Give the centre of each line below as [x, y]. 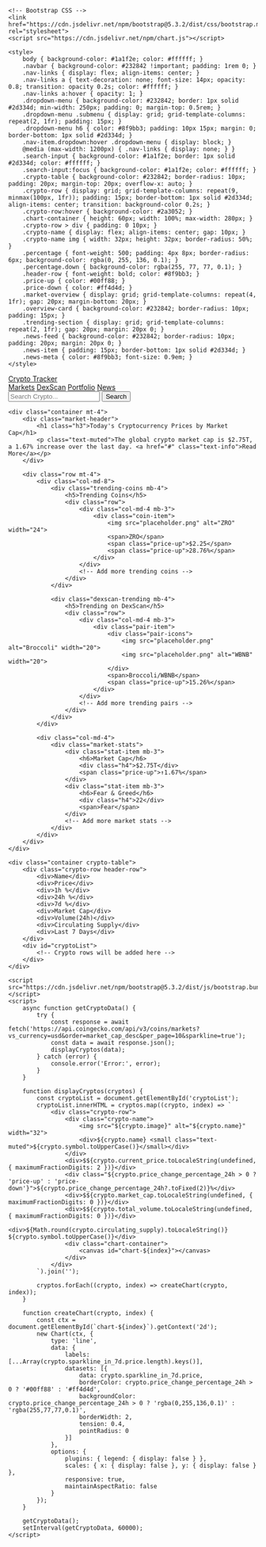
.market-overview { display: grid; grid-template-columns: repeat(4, [140, 295]
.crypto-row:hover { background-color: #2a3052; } [108, 211]
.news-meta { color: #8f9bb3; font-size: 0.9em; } [108, 357]
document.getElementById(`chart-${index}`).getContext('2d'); [113, 1327]
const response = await [89, 1022]
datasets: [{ [86, 1369]
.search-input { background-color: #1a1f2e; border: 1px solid [129, 156]
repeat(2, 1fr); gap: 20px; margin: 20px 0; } [86, 330]
